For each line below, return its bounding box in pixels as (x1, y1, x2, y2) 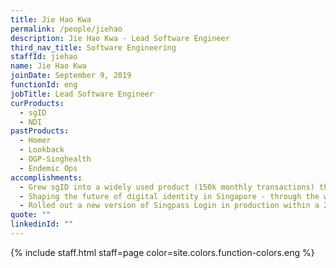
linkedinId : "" (10, 219, 74, 230)
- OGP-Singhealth (19, 154, 92, 164)
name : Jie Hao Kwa (10, 61, 87, 71)
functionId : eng (10, 80, 78, 90)
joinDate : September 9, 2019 (10, 71, 132, 81)
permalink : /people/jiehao (10, 24, 123, 34)
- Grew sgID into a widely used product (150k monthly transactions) (19, 182, 315, 192)
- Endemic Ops (19, 163, 78, 173)
